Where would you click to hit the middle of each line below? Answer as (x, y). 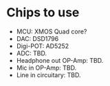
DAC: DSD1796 (37, 38)
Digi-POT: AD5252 (43, 46)
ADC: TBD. (32, 53)
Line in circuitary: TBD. (48, 75)
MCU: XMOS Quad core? (52, 31)
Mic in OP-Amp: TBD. (46, 68)
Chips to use (43, 13)
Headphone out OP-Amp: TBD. (60, 60)
